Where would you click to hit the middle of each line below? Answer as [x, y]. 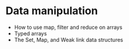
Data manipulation [52, 11]
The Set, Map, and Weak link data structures [68, 40]
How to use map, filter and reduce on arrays [68, 27]
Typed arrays [30, 33]
